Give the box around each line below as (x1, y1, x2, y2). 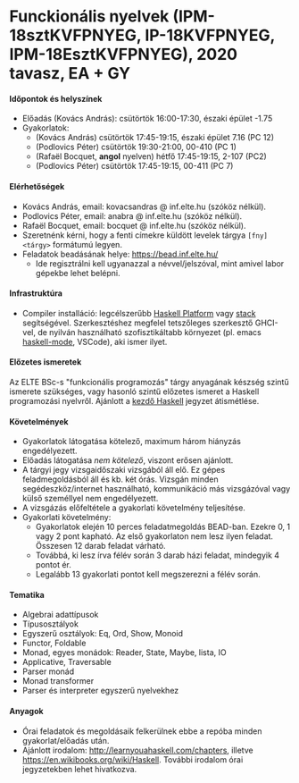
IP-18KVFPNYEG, (144, 25, 275, 46)
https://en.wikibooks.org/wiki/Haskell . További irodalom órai (21, 754, 244, 765)
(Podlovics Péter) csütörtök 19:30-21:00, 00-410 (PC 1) (35, 141, 237, 153)
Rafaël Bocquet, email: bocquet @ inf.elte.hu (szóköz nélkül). (21, 220, 246, 231)
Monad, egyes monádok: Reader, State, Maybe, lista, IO (21, 647, 227, 658)
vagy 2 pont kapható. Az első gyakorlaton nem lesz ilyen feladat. (35, 531, 274, 542)
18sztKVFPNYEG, (9, 25, 142, 46)
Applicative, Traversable (21, 657, 112, 668)
